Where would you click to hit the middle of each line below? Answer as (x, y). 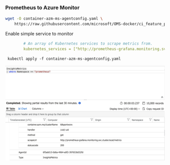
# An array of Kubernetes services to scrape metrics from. (88, 44)
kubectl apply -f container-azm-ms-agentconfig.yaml (64, 59)
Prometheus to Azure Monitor (42, 8)
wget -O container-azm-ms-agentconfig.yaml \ (54, 19)
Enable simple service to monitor (39, 34)
